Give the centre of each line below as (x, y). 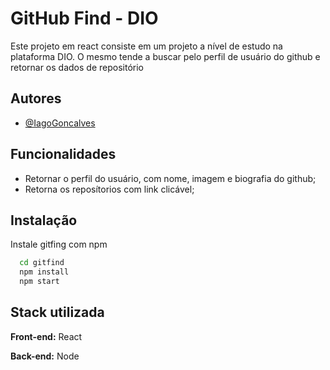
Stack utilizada (57, 312)
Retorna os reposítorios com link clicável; (109, 189)
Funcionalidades (63, 154)
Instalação (44, 220)
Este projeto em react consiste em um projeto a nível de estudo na (146, 46)
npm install (44, 272)
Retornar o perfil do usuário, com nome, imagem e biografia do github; (170, 178)
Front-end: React (46, 336)
